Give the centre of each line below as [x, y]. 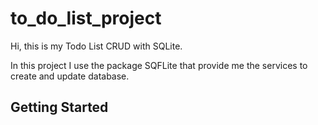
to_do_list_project [86, 18]
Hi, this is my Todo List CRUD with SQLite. [96, 46]
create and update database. [70, 76]
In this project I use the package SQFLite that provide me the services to [159, 65]
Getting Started [59, 107]
